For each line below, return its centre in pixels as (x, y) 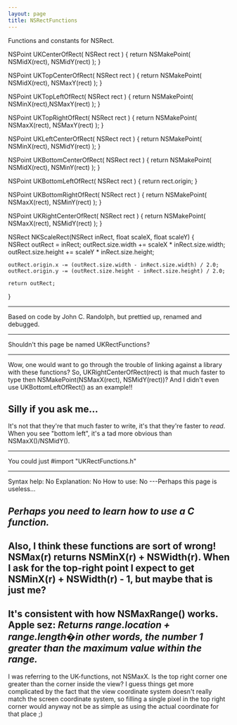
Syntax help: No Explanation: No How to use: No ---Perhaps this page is (113, 482)
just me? (27, 590)
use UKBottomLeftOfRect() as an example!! (70, 387)
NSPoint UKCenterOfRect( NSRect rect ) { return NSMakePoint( (99, 54)
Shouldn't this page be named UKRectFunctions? (79, 344)
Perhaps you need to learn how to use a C (101, 511)
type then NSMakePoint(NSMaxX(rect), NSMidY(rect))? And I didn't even (114, 379)
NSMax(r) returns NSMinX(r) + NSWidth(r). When (119, 557)
